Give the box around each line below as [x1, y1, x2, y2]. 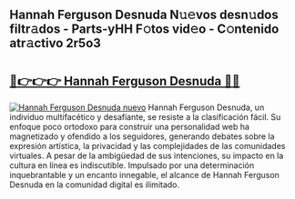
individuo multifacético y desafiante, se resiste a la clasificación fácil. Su [9, 112, 281, 122]
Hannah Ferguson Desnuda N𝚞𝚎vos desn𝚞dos [9, 7, 280, 23]
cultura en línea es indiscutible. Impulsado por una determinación [9, 160, 255, 171]
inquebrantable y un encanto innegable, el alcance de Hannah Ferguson [9, 170, 280, 180]
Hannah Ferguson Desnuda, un [147, 102, 265, 113]
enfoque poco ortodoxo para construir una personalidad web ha [9, 122, 250, 132]
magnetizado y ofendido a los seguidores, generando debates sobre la [9, 131, 275, 142]
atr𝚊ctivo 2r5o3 [9, 35, 102, 51]
